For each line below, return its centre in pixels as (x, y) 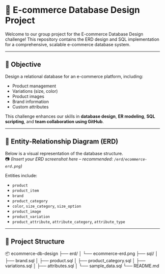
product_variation (31, 217)
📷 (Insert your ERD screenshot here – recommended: (59, 159)
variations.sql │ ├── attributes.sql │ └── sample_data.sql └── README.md (82, 266)
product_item (26, 191)
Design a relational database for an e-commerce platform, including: (74, 76)
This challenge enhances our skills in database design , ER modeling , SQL (80, 116)
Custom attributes (30, 107)
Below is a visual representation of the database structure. (64, 153)
